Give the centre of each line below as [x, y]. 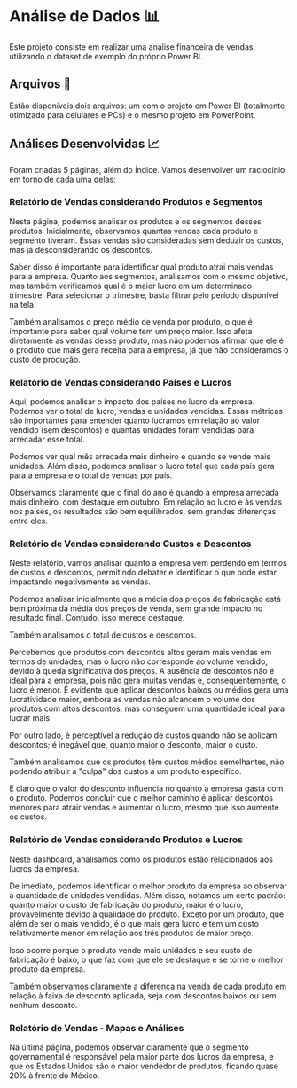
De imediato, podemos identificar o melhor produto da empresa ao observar [148, 886]
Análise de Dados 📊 [85, 16]
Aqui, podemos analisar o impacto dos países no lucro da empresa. [132, 402]
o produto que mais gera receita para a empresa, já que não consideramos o [149, 349]
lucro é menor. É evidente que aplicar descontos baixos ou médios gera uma [149, 690]
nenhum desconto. [43, 1005]
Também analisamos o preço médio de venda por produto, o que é [131, 321]
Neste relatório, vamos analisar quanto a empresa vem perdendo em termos [148, 563]
